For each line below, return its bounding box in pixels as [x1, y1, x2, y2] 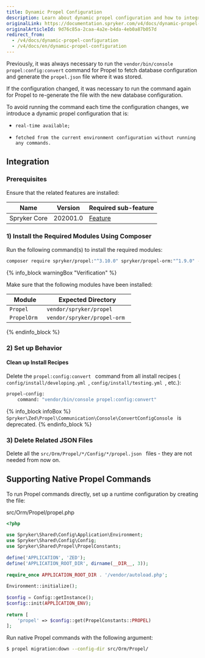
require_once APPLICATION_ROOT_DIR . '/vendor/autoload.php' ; [6, 572, 168, 578]
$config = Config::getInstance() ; [6, 595, 95, 601]
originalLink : [6, 20, 43, 26]
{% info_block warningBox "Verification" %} [6, 269, 117, 276]
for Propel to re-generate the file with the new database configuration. [6, 91, 183, 99]
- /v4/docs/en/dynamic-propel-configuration [12, 43, 127, 50]
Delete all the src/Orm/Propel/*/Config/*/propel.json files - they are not [6, 450, 192, 457]
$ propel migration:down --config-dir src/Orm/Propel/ [6, 646, 149, 652]
